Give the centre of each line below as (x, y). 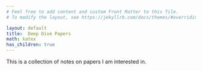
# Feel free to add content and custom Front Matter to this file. (93, 12)
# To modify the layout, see (43, 17)
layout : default (26, 28)
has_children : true (31, 45)
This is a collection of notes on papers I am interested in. (76, 61)
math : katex (21, 39)
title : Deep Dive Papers (38, 33)
